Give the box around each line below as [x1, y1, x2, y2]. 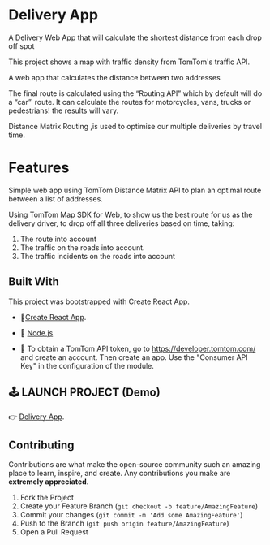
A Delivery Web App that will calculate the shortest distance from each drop [8, 32, 262, 42]
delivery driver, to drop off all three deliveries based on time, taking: [8, 218, 235, 228]
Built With [8, 275, 59, 289]
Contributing [8, 438, 75, 452]
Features [8, 158, 70, 177]
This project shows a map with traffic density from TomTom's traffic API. [8, 57, 250, 67]
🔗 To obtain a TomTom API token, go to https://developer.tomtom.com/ [19, 344, 256, 353]
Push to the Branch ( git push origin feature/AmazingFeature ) [19, 518, 229, 529]
